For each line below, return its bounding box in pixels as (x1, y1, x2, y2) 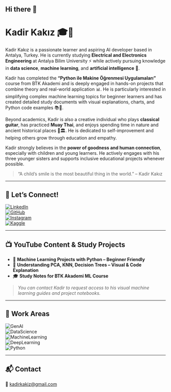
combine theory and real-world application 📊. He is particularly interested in (5, 86, 166, 92)
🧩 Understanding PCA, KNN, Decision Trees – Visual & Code (12, 262, 141, 268)
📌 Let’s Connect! (5, 190, 59, 199)
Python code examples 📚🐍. (5, 105, 64, 111)
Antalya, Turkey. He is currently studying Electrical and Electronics (5, 52, 147, 59)
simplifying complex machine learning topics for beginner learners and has (5, 94, 162, 100)
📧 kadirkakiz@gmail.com (5, 381, 58, 387)
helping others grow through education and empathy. (5, 135, 117, 141)
